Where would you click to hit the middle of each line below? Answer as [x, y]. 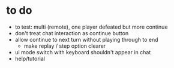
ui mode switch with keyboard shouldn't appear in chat [83, 52]
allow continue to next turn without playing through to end [86, 39]
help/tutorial [30, 58]
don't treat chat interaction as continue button [72, 33]
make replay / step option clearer [65, 46]
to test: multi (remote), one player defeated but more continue [91, 27]
